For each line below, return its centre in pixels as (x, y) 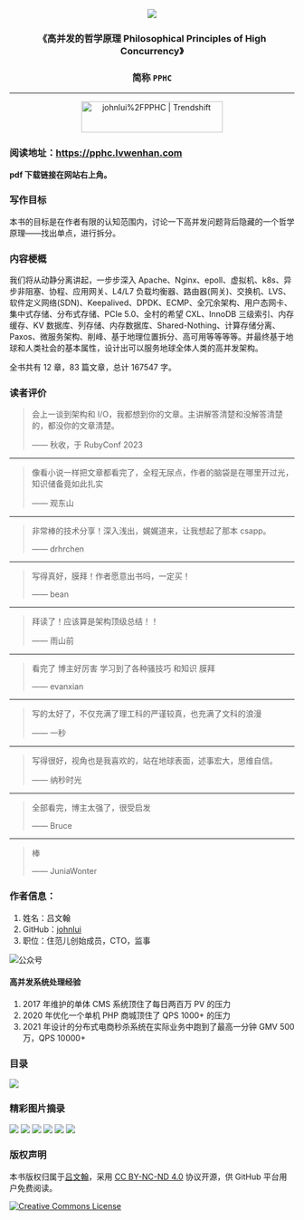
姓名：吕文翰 (46, 917)
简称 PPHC (152, 77)
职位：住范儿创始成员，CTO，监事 (86, 940)
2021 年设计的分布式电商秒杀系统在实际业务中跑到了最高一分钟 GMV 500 (158, 1026)
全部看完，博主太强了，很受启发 (91, 808)
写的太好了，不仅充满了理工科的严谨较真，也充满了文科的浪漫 (147, 714)
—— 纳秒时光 (57, 780)
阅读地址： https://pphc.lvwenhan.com (96, 153)
